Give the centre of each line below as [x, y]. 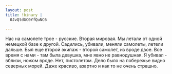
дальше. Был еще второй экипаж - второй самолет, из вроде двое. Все [84, 50]
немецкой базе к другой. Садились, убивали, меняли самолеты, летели [84, 44]
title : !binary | [24, 15]
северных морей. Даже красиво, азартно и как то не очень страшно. [82, 66]
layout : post [19, 10]
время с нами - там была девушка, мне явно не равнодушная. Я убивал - [86, 55]
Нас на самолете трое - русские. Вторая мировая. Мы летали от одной [84, 39]
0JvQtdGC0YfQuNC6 [28, 20]
